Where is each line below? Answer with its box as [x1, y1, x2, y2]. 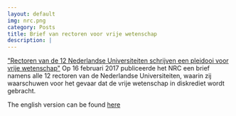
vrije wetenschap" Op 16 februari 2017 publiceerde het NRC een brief [7, 64, 210, 73]
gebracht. [7, 87, 36, 95]
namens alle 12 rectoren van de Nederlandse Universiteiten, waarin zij [7, 72, 212, 80]
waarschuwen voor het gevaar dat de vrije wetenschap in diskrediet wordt [7, 79, 225, 88]
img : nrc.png [7, 17, 46, 24]
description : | [7, 37, 53, 44]
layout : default [7, 10, 55, 18]
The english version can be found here [7, 100, 121, 109]
